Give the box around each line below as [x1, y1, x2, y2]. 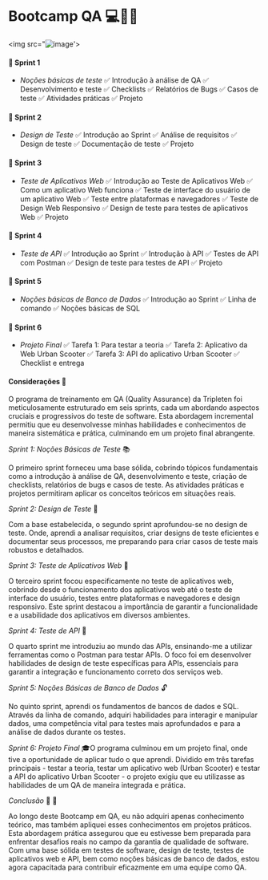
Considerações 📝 [8, 376, 66, 386]
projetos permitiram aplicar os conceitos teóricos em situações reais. [8, 489, 236, 498]
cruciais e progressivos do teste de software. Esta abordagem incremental [8, 412, 254, 421]
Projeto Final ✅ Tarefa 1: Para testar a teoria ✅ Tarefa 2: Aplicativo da [19, 340, 248, 350]
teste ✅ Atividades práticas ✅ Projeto [19, 94, 143, 103]
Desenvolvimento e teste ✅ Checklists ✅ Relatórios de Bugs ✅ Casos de [19, 84, 258, 94]
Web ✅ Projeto [19, 212, 70, 221]
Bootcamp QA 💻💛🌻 [8, 7, 138, 26]
